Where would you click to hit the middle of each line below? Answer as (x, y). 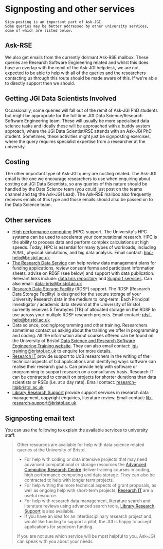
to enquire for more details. (84, 351)
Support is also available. (49, 511)
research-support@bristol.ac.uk (44, 403)
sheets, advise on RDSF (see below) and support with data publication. (83, 273)
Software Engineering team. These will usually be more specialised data (77, 121)
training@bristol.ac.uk (34, 351)
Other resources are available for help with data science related (81, 445)
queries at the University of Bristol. (52, 450)
